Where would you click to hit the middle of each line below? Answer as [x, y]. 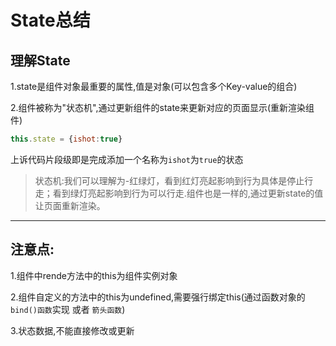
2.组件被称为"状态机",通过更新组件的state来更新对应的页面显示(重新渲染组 [162, 107]
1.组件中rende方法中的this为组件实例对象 [94, 275]
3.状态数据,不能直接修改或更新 [72, 330]
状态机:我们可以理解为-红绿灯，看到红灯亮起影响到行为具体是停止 [169, 180]
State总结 [50, 20]
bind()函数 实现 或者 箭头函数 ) [68, 309]
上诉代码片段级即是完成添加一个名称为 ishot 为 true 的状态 [127, 159]
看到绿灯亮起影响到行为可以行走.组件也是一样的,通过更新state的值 [188, 193]
